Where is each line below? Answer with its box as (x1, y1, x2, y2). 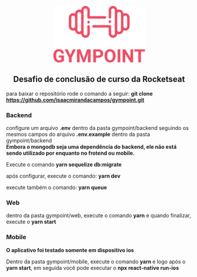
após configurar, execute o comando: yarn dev (6, 172, 121, 180)
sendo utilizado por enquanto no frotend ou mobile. (6, 149, 135, 157)
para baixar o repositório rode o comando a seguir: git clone (6, 90, 153, 97)
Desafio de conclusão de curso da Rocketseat (13, 74, 185, 84)
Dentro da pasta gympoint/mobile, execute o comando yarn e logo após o (6, 258, 186, 265)
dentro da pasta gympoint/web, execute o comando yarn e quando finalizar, (6, 212, 192, 219)
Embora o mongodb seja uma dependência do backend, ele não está (6, 144, 177, 151)
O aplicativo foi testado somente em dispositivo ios (6, 246, 134, 253)
